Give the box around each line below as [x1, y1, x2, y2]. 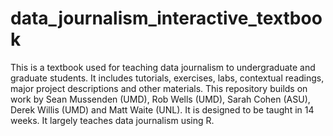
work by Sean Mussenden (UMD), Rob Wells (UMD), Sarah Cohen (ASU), [10, 93, 311, 105]
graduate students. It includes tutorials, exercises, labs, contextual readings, [10, 72, 325, 84]
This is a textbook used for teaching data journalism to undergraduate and [10, 61, 316, 73]
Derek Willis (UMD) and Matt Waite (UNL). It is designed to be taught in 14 [10, 103, 315, 116]
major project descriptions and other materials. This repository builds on [10, 82, 308, 94]
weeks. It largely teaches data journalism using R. [10, 114, 215, 126]
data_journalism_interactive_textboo [10, 7, 323, 30]
